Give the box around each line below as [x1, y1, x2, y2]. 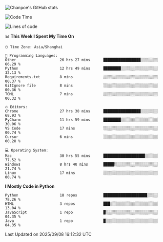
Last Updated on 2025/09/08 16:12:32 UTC [5, 231, 92, 237]
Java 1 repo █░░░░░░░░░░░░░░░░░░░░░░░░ [5, 219, 159, 223]
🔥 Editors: [5, 105, 28, 110]
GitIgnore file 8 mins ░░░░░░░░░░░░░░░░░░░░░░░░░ [5, 83, 159, 88]
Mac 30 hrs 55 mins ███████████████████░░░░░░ [5, 154, 159, 158]
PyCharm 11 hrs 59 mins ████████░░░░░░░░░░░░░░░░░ [5, 117, 159, 122]
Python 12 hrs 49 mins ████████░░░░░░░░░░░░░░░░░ [5, 66, 159, 71]
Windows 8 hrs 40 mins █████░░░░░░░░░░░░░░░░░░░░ [5, 162, 159, 167]
